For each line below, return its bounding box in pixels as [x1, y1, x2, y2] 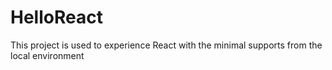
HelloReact [10, 6, 103, 29]
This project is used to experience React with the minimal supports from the [10, 39, 323, 51]
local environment [10, 49, 85, 61]
